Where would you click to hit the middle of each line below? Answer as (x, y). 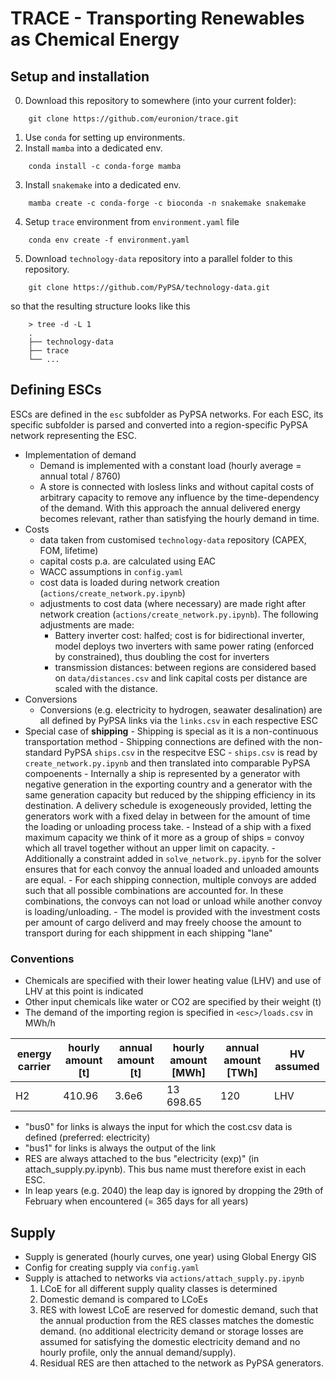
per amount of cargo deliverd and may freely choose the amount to (163, 922)
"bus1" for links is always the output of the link (120, 1148)
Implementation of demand (80, 454)
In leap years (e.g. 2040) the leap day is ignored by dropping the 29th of (174, 1191)
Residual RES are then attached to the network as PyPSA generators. (181, 1363)
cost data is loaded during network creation (129, 582)
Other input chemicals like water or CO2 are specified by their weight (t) (173, 1002)
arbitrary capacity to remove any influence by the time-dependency (179, 497)
